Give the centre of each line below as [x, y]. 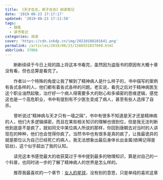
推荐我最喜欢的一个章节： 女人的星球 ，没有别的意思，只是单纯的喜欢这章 [86, 172]
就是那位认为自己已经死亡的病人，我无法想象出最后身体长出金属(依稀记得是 [80, 140]
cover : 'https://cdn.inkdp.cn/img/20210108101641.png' [62, 41]
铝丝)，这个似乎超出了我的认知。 [38, 146]
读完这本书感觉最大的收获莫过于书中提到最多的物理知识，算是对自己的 [84, 156]
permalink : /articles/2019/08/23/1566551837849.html [59, 46]
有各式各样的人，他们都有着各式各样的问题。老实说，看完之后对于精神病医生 [81, 87]
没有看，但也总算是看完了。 [33, 70]
